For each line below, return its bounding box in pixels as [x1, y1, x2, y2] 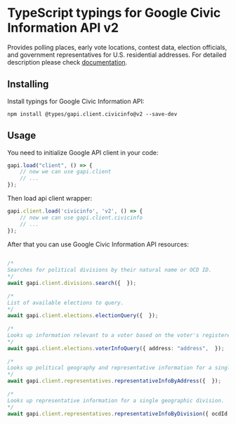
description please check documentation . [7, 58, 128, 66]
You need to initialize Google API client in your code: [7, 148, 159, 157]
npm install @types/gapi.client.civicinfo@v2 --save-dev [7, 110, 178, 117]
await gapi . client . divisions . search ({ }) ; [7, 279, 137, 287]
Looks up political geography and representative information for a [7, 364, 212, 371]
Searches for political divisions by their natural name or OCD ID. [7, 267, 212, 274]
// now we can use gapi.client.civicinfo [20, 214, 143, 221]
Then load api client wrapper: [7, 194, 93, 203]
